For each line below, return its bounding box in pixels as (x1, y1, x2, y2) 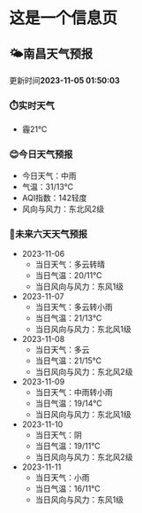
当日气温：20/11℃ (34, 269, 102, 280)
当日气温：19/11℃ (34, 440, 101, 451)
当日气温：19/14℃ (34, 398, 103, 408)
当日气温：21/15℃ (34, 355, 102, 366)
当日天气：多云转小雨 (34, 301, 113, 312)
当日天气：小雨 (34, 471, 90, 483)
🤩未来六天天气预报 (9, 228, 88, 240)
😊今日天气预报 (9, 148, 73, 160)
